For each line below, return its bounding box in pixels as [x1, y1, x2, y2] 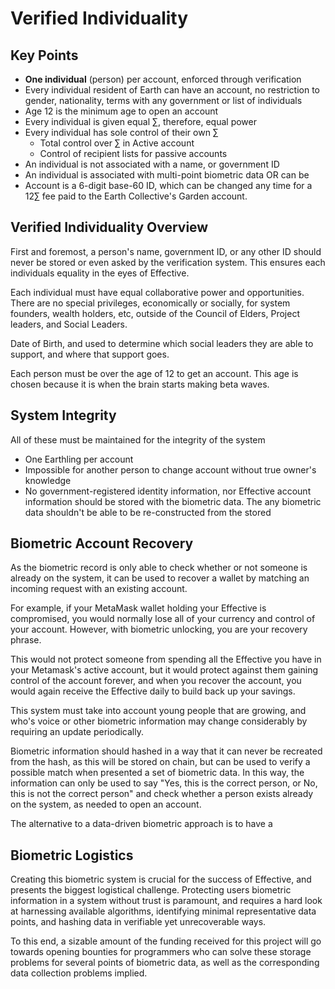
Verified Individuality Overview [10, 219, 209, 236]
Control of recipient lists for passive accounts [39, 148, 228, 159]
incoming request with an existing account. [10, 583, 188, 595]
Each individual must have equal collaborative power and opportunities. [10, 286, 305, 298]
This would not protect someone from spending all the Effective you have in [10, 653, 322, 666]
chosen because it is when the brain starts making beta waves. [10, 378, 270, 390]
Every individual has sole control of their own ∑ [24, 127, 219, 138]
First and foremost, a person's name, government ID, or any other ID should [10, 245, 322, 257]
